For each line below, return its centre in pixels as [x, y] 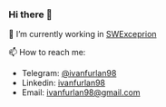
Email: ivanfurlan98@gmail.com [81, 92]
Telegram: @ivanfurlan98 [69, 73]
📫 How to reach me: [47, 53]
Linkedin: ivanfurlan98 [63, 83]
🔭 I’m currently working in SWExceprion [83, 34]
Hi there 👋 [31, 15]
